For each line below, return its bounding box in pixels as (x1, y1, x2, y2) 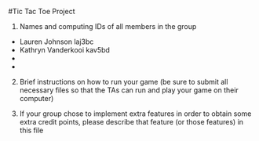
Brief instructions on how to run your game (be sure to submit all (19, 78, 228, 86)
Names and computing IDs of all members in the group (19, 22, 197, 31)
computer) (19, 94, 54, 103)
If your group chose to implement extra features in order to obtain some (19, 109, 252, 118)
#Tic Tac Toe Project (8, 7, 75, 16)
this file (19, 125, 44, 135)
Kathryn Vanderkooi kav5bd (19, 45, 110, 54)
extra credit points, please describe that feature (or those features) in (19, 117, 244, 126)
